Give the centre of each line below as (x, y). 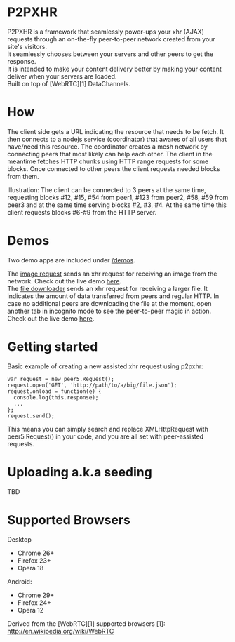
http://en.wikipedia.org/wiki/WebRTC (61, 631)
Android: (20, 581)
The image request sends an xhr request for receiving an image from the (112, 274)
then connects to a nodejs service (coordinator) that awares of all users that (117, 139)
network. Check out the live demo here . (64, 281)
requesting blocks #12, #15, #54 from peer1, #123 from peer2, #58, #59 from (118, 197)
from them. (23, 176)
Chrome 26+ (36, 553)
